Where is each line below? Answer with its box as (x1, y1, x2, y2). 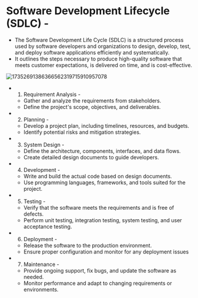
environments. (23, 286, 59, 293)
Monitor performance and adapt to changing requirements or (23, 280, 173, 287)
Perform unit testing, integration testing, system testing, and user (23, 216, 182, 223)
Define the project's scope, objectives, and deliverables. (23, 103, 161, 110)
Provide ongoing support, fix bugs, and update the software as (23, 267, 177, 274)
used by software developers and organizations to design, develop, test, (14, 43, 191, 50)
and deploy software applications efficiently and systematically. (14, 49, 170, 56)
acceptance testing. (23, 223, 72, 230)
